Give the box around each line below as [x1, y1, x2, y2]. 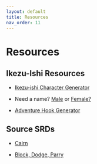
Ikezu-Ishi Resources [6, 68, 85, 78]
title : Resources [6, 14, 49, 20]
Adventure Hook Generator [14, 107, 81, 114]
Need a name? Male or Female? [14, 96, 91, 103]
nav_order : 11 [6, 19, 41, 25]
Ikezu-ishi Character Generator [14, 84, 90, 91]
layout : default [6, 8, 46, 15]
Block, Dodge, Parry [14, 151, 63, 158]
